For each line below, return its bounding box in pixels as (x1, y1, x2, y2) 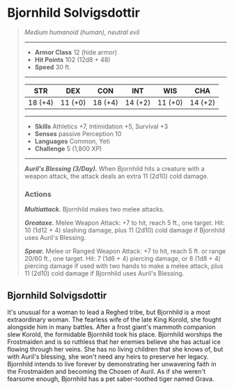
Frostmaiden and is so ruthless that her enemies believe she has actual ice (7, 338, 221, 346)
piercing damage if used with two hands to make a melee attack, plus (24, 262, 224, 270)
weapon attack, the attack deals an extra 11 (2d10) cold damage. (24, 172, 209, 180)
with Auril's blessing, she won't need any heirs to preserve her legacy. (7, 352, 209, 361)
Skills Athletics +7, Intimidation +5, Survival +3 (34, 122, 169, 130)
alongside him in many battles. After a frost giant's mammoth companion (7, 323, 216, 331)
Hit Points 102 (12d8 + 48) (34, 55, 111, 63)
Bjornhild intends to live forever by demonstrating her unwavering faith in (7, 360, 217, 368)
